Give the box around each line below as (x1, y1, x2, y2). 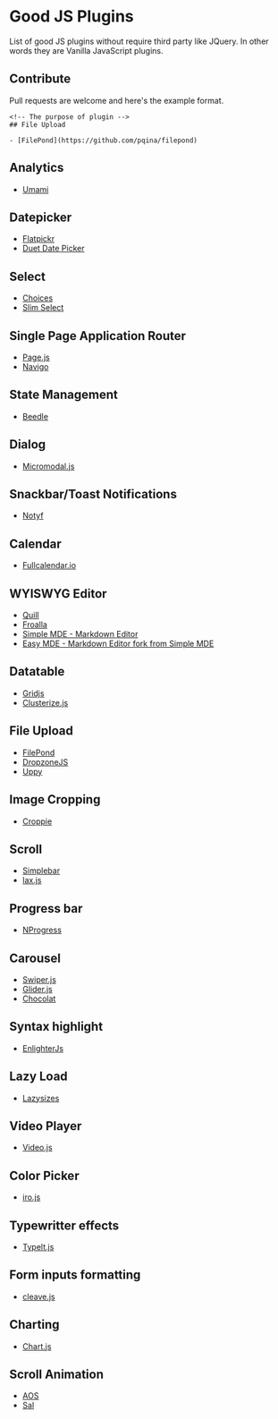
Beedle (21, 411, 49, 421)
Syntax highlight (9, 1019, 104, 1034)
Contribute (9, 72, 72, 87)
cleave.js (21, 1291, 55, 1302)
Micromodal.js (21, 461, 75, 472)
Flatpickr (21, 234, 55, 244)
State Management (9, 387, 118, 403)
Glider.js (21, 983, 53, 994)
